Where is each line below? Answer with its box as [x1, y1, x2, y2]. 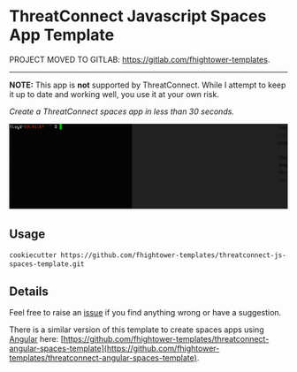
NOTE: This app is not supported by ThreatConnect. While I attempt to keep [9, 80, 286, 90]
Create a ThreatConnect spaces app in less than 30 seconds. [9, 106, 234, 117]
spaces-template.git [9, 260, 86, 269]
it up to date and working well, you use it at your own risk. [9, 88, 219, 99]
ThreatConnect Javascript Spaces [9, 6, 267, 27]
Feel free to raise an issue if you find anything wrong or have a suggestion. [9, 307, 282, 317]
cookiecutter [9, 251, 57, 260]
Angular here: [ [9, 333, 64, 344]
